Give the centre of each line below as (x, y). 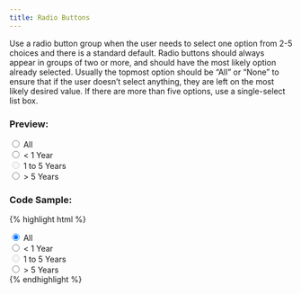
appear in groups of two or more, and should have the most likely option (143, 62)
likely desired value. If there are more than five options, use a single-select (147, 91)
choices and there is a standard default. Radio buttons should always (137, 53)
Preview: (29, 124)
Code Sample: (41, 200)
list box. (24, 101)
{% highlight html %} (48, 219)
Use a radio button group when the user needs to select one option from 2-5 (151, 43)
